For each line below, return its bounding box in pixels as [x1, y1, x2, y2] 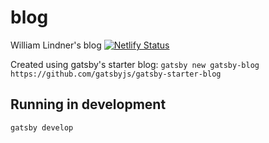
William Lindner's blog [10, 39, 102, 51]
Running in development [10, 96, 167, 113]
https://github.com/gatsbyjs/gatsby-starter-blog [10, 69, 222, 79]
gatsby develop [10, 122, 74, 133]
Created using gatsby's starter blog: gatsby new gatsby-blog [10, 58, 260, 70]
